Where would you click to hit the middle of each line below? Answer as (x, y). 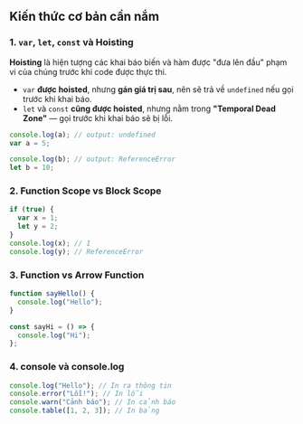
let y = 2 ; (38, 227)
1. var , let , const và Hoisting (71, 42)
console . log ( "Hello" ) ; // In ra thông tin (90, 385)
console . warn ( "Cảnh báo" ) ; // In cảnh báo (93, 402)
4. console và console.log (67, 367)
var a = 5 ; (30, 143)
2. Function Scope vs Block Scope (85, 191)
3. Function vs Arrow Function (77, 275)
